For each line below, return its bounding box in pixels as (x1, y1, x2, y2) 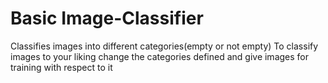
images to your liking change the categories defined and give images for (10, 50, 310, 62)
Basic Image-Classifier (10, 7, 204, 30)
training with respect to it (10, 61, 113, 73)
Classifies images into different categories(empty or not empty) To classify (10, 40, 319, 52)
